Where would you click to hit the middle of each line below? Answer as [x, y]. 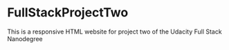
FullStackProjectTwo [68, 13]
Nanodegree [25, 38]
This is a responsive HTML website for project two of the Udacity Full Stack [115, 32]
